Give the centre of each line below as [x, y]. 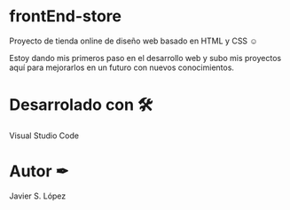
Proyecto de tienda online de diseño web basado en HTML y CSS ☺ [133, 41]
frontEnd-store [66, 16]
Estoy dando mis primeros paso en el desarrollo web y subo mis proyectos [145, 58]
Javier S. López [38, 196]
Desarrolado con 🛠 [81, 105]
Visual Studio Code [44, 136]
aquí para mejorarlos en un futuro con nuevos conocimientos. [122, 67]
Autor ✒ [39, 171]
